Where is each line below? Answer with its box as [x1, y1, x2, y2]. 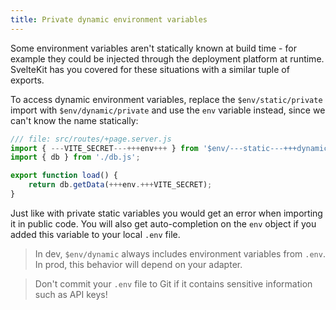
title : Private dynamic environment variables [10, 14, 208, 25]
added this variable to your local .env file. [10, 228, 181, 240]
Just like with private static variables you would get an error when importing [10, 207, 323, 219]
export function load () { [10, 171, 118, 181]
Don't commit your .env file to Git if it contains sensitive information [34, 277, 313, 290]
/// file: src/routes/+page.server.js [10, 134, 172, 144]
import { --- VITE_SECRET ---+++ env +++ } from [10, 143, 199, 153]
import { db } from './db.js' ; [10, 152, 141, 163]
